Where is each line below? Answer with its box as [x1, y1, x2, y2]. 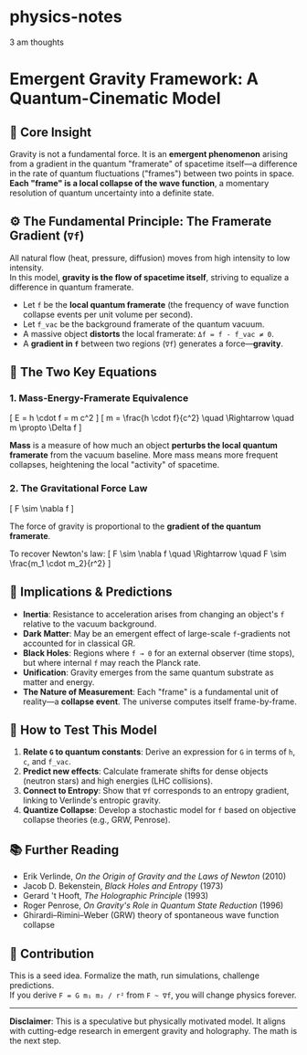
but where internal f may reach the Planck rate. [22, 657, 201, 668]
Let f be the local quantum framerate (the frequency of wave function [22, 299, 290, 310]
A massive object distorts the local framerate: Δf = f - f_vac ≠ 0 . [22, 328, 274, 339]
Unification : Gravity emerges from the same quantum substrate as [22, 667, 274, 678]
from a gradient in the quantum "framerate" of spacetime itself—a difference [9, 158, 298, 169]
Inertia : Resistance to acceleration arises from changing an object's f [22, 608, 285, 619]
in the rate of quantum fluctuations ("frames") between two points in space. [9, 167, 295, 179]
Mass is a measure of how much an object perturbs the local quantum [9, 440, 279, 451]
